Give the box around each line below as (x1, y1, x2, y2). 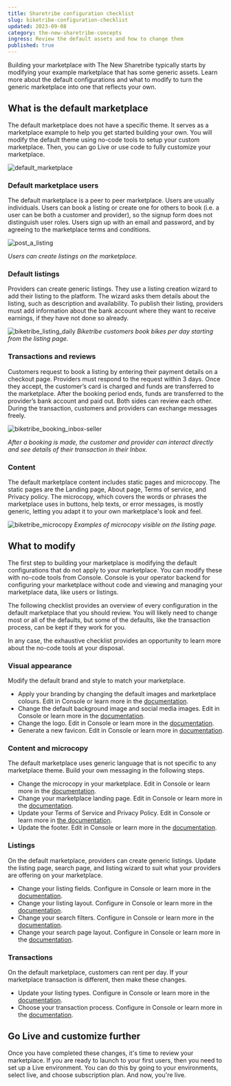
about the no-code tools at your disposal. (8, 643, 125, 652)
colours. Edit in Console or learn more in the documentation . (17, 697, 188, 705)
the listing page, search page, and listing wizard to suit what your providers (8, 863, 221, 872)
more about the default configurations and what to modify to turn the (8, 76, 203, 83)
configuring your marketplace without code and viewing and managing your (8, 580, 223, 588)
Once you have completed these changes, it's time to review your (8, 1049, 194, 1057)
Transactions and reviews (8, 352, 96, 362)
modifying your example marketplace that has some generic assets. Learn (8, 68, 218, 76)
